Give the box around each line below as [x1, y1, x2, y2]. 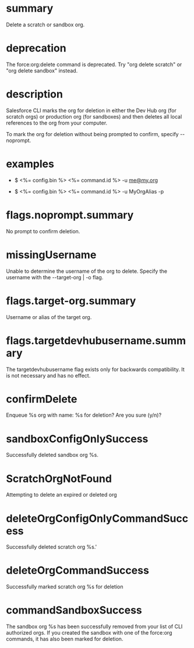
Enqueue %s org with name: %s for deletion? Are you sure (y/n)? [6, 411, 162, 419]
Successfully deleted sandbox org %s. [6, 452, 99, 459]
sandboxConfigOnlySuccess [6, 432, 149, 445]
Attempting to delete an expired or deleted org [6, 491, 118, 498]
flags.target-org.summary [6, 294, 136, 307]
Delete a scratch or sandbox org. [6, 21, 85, 28]
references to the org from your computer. [6, 119, 108, 126]
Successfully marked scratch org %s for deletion [6, 583, 124, 590]
